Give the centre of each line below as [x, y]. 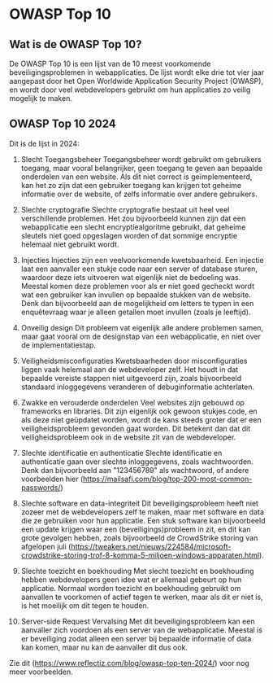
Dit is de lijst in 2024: [44, 143]
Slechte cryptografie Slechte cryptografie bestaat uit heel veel [125, 209]
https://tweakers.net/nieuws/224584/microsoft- [151, 546]
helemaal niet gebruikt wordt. [70, 244]
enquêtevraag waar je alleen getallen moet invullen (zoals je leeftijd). [136, 312]
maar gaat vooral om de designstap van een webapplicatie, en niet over [141, 336]
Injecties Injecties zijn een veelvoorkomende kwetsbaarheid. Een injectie [142, 260]
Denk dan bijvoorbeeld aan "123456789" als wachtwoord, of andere [135, 470]
